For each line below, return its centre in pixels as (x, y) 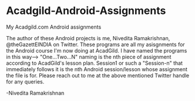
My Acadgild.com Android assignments (54, 27)
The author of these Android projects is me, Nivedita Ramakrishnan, (88, 38)
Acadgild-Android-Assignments (86, 11)
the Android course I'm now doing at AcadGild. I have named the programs (97, 50)
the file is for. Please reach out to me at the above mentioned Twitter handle (98, 75)
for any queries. (25, 81)
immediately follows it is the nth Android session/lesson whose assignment (97, 69)
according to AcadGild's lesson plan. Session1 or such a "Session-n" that (95, 63)
